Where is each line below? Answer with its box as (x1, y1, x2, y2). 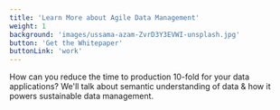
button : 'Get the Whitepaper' (9, 38, 124, 48)
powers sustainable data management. (9, 91, 154, 102)
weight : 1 (9, 22, 47, 31)
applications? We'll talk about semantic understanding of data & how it (9, 81, 271, 92)
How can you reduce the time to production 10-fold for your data (9, 71, 250, 82)
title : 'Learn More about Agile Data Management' (9, 13, 201, 23)
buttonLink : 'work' (9, 47, 83, 56)
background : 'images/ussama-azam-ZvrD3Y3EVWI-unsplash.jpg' (9, 30, 241, 39)
